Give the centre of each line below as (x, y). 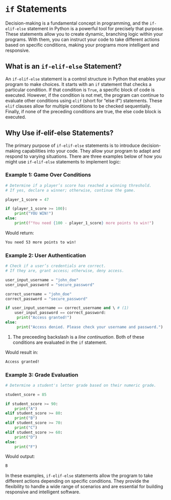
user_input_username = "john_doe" (42, 280)
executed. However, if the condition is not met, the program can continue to (85, 95)
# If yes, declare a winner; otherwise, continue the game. (71, 190)
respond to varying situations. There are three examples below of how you (83, 156)
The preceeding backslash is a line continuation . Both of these (78, 337)
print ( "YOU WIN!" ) (34, 214)
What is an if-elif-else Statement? (64, 66)
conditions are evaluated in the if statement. (60, 342)
